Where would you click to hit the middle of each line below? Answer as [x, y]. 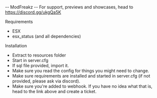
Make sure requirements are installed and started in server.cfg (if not [81, 76]
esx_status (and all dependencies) [47, 36]
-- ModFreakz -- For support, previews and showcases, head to [69, 7]
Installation [16, 46]
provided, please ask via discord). [46, 81]
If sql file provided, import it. [40, 66]
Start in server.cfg [30, 60]
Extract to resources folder [39, 55]
